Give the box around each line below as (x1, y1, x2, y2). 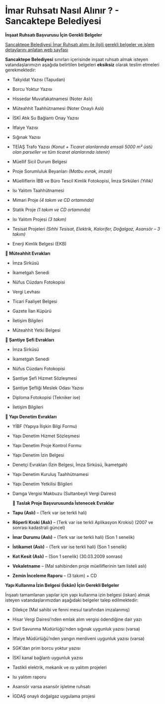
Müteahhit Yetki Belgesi (12, 327, 61, 333)
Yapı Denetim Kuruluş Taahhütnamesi (12, 471, 89, 477)
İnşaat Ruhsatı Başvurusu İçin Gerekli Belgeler (5, 32, 103, 38)
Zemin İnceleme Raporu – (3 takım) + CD (12, 573, 97, 579)
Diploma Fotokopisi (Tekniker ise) (12, 394, 81, 400)
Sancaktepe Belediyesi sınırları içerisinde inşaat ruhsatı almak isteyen (5, 56, 149, 62)
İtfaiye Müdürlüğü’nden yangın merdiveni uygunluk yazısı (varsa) (12, 635, 145, 642)
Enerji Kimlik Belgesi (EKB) (12, 240, 67, 246)
